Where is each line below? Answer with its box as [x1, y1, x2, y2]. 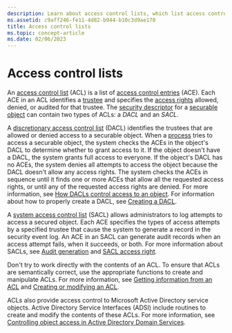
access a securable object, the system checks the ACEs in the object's [7, 139, 209, 147]
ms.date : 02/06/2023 [7, 36, 67, 43]
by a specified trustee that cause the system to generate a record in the [7, 225, 211, 234]
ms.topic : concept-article [7, 29, 85, 37]
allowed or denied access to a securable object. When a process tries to [7, 131, 213, 140]
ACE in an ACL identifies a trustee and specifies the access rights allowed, [7, 96, 219, 104]
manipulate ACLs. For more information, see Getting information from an [7, 276, 213, 284]
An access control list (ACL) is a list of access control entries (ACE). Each [7, 88, 216, 97]
